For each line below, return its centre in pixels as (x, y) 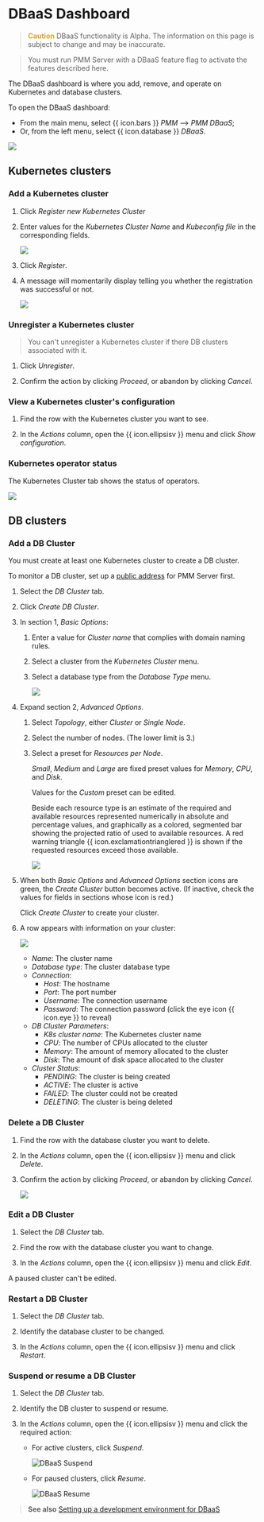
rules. (41, 646)
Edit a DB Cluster (41, 1214)
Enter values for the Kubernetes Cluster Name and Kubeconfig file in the (138, 227)
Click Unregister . (47, 366)
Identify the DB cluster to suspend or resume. (94, 1408)
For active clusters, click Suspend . (88, 1448)
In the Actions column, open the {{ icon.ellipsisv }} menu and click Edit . (136, 1263)
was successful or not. (57, 289)
